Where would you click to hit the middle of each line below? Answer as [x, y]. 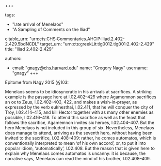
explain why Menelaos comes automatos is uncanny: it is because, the [75, 153]
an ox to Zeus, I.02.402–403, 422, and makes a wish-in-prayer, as [71, 102]
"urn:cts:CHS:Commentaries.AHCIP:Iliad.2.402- [77, 39]
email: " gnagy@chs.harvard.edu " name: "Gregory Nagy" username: [80, 68]
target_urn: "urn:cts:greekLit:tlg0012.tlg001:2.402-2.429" [97, 44]
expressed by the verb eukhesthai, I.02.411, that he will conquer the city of [79, 107]
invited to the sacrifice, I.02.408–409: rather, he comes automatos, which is [80, 138]
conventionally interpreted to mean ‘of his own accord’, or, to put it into [76, 143]
